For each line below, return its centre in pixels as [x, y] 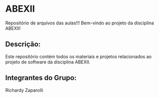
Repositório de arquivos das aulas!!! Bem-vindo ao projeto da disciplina [80, 23]
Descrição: [23, 44]
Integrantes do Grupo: [41, 78]
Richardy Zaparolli [24, 90]
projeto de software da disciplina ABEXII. [48, 62]
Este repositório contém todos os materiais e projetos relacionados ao [78, 56]
